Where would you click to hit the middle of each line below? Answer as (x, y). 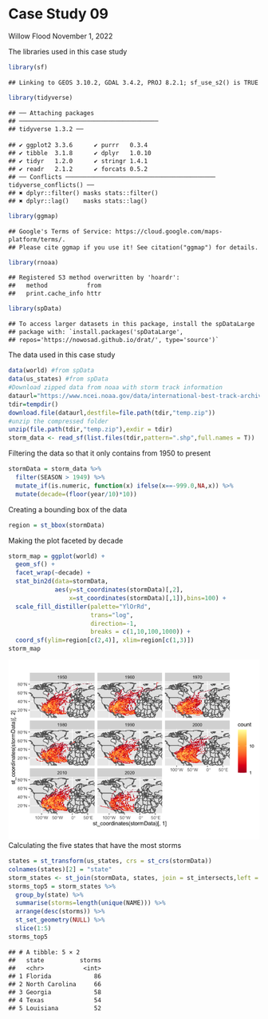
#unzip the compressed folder (59, 421)
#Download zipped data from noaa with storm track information (116, 388)
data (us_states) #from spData (59, 379)
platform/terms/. (37, 239)
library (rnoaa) (33, 262)
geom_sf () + (35, 564)
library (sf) (28, 67)
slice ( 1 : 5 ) (33, 929)
